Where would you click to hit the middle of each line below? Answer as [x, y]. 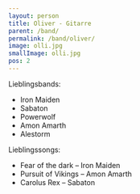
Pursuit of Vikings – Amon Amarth [76, 174]
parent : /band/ [34, 31]
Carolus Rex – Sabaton [58, 182]
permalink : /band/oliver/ [51, 38]
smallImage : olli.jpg [45, 53]
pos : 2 [19, 61]
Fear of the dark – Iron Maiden [70, 165]
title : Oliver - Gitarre [50, 23]
